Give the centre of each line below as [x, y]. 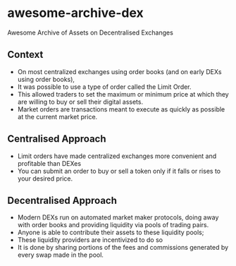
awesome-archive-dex [76, 13]
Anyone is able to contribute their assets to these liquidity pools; [111, 232]
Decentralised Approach [62, 200]
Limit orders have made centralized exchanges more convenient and [117, 156]
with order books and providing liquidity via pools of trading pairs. [113, 225]
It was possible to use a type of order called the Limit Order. [104, 87]
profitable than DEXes [49, 163]
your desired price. [45, 179]
